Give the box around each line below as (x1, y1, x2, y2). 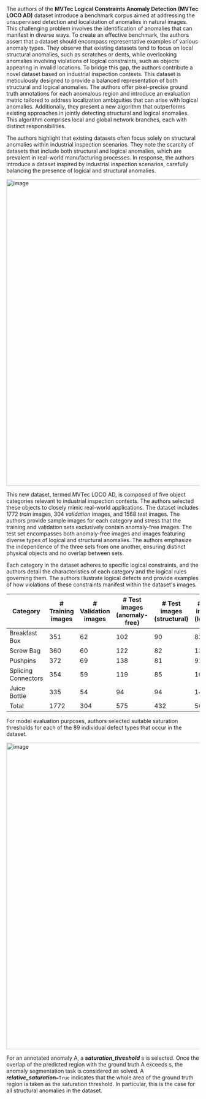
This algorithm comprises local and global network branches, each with (6, 116, 187, 123)
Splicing (9, 667, 33, 675)
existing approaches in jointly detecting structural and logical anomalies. (6, 110, 189, 117)
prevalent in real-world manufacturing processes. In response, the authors (6, 154, 194, 161)
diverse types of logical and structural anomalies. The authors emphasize (6, 537, 192, 543)
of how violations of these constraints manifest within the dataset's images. (6, 581, 197, 588)
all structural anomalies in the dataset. (6, 1087, 103, 1094)
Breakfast (9, 629, 37, 637)
